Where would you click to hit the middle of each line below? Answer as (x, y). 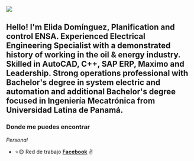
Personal (17, 140)
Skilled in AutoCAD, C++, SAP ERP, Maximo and (95, 64)
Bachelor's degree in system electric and (83, 83)
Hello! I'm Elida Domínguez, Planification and (91, 27)
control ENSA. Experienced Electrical (76, 36)
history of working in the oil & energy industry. (93, 55)
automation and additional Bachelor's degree (91, 92)
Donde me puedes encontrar (48, 127)
